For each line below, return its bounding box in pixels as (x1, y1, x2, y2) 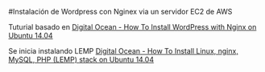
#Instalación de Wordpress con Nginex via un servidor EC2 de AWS (8, 7, 233, 16)
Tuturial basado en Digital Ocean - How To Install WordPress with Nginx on (8, 22, 257, 31)
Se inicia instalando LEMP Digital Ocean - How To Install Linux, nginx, (8, 46, 239, 55)
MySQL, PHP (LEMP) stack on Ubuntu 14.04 (8, 55, 155, 64)
